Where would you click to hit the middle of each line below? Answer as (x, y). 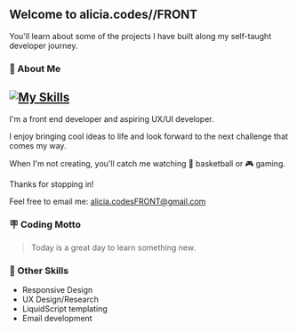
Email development (57, 319)
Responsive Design (57, 290)
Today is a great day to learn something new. (113, 247)
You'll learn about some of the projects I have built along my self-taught (140, 36)
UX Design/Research (60, 300)
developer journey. (44, 45)
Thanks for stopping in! (52, 184)
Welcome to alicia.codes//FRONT (104, 15)
